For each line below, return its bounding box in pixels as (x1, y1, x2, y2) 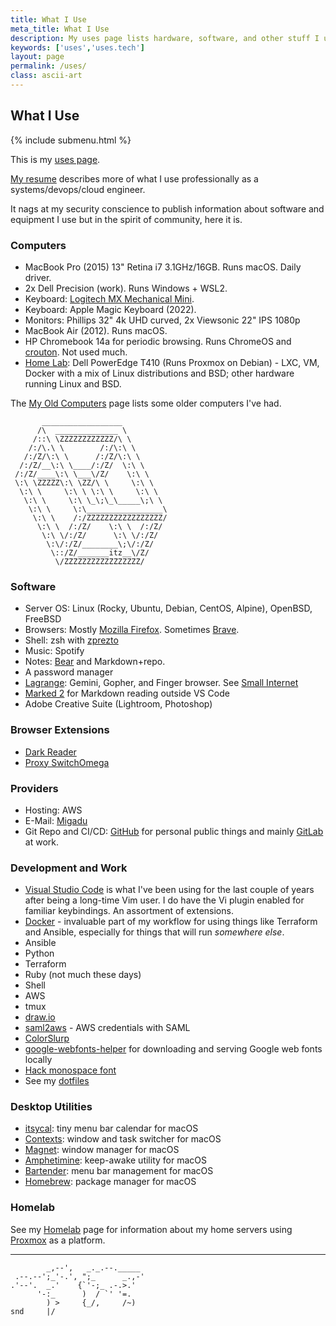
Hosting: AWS (24, 804, 83, 816)
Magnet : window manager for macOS (24, 1144, 180, 1156)
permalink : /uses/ (10, 61, 87, 71)
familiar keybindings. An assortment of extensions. (24, 905, 234, 917)
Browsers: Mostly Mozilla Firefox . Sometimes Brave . (24, 624, 240, 636)
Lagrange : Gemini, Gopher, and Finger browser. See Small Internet (24, 677, 299, 689)
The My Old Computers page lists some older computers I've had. (10, 397, 282, 409)
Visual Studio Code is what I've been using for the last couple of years (24, 884, 315, 896)
